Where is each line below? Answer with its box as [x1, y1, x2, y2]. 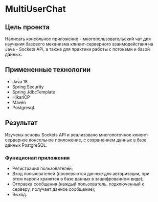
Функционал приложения [5, 154, 70, 161]
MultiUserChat [5, 3, 66, 15]
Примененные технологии [5, 66, 91, 74]
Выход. [12, 191, 27, 197]
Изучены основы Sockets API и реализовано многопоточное [5, 132, 132, 137]
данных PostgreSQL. [5, 142, 47, 148]
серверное [5, 137, 28, 143]
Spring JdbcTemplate [12, 89, 55, 95]
